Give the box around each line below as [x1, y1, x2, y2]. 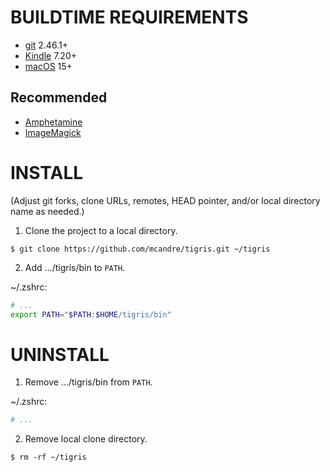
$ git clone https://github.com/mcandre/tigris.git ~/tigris [10, 244, 271, 254]
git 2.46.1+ [24, 39, 68, 51]
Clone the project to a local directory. [24, 224, 178, 236]
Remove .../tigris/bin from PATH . [24, 376, 153, 388]
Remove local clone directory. [24, 433, 148, 445]
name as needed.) [10, 205, 85, 217]
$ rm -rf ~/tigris [10, 452, 87, 463]
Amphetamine [24, 116, 83, 128]
